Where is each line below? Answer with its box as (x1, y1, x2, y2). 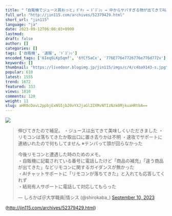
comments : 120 (5, 94, 36, 99)
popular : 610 (5, 70, 33, 75)
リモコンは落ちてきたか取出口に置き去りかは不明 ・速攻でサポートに (17, 134, 163, 140)
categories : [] (5, 46, 38, 51)
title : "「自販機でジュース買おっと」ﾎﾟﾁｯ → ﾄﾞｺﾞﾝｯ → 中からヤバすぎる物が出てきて (5, 7, 163, 13)
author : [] (5, 41, 29, 46)
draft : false (5, 37, 33, 42)
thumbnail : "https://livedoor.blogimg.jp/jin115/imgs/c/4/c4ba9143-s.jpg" (5, 65, 168, 70)
